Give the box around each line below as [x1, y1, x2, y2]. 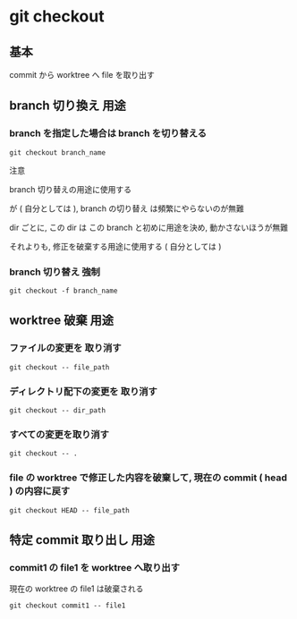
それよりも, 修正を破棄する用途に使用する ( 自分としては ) [9, 241, 222, 251]
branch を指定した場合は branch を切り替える [9, 127, 208, 140]
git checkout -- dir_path [9, 405, 106, 415]
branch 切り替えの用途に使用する [9, 183, 132, 194]
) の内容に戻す [9, 485, 71, 497]
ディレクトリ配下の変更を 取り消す [9, 385, 158, 397]
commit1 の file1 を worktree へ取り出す [9, 561, 181, 573]
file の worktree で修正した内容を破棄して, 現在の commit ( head [9, 471, 288, 484]
